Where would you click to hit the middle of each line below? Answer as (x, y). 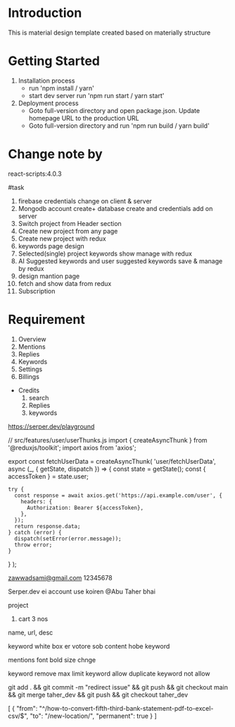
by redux (31, 268)
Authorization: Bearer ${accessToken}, (85, 507)
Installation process (46, 80)
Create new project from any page (68, 231)
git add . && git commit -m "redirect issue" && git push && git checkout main (118, 687)
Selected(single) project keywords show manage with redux (105, 253)
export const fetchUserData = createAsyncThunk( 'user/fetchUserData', (112, 461)
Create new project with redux (62, 239)
